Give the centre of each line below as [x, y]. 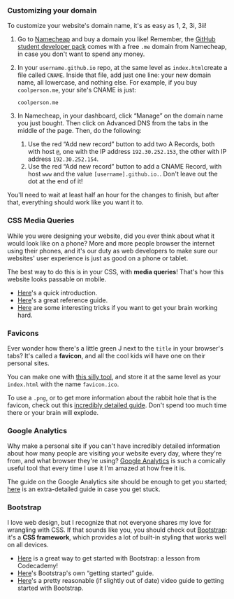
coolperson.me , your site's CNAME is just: [76, 90]
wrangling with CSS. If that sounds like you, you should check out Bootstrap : [117, 530]
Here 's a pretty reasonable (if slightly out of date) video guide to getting [121, 581]
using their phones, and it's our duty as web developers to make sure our [112, 251]
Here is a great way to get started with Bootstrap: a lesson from [109, 558]
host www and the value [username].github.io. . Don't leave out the [123, 174]
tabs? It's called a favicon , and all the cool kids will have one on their [107, 355]
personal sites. [29, 363]
